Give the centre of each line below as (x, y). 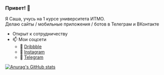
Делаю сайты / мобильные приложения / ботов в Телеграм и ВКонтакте (82, 24)
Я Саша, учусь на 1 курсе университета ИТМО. (55, 19)
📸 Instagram (32, 52)
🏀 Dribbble (31, 46)
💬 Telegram (32, 57)
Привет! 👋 (18, 8)
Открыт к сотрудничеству (40, 34)
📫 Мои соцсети (29, 39)
